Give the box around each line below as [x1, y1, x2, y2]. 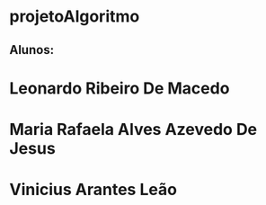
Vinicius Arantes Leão [9, 180, 178, 200]
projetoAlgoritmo [9, 6, 140, 27]
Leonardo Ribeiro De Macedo [9, 78, 230, 98]
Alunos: [9, 42, 55, 58]
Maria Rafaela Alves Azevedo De [9, 119, 258, 139]
